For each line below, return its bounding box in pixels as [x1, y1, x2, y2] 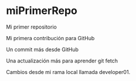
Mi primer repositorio [6, 23, 57, 30]
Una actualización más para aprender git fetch [6, 57, 118, 64]
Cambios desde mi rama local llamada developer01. [6, 68, 131, 75]
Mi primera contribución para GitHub [6, 34, 95, 41]
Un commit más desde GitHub [6, 45, 79, 53]
